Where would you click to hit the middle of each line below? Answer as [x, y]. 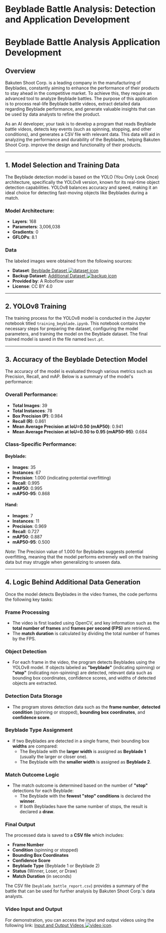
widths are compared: [35, 746]
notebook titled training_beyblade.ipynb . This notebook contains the [75, 323]
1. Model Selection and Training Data [62, 165]
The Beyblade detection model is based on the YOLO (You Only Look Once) [82, 177]
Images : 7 [22, 515]
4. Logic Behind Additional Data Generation [73, 582]
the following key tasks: [29, 599]
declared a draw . [37, 812]
